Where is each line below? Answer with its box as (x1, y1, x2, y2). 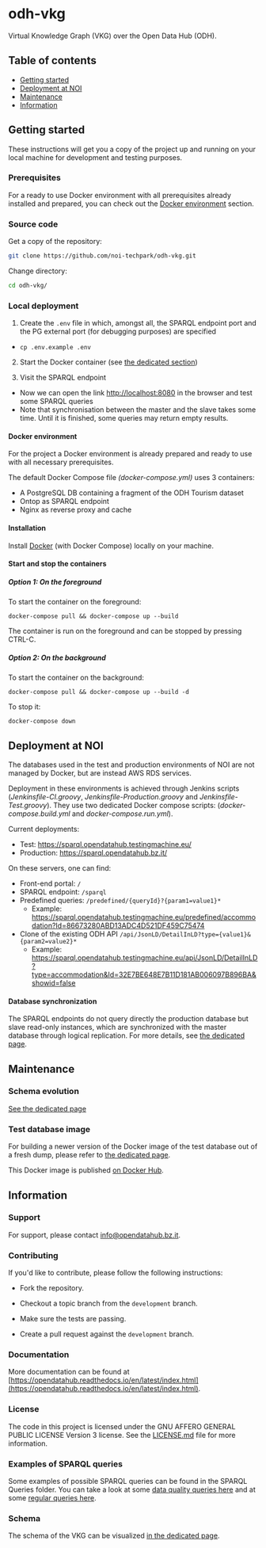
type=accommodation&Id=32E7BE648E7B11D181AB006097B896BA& (31, 970, 257, 979)
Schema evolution (8, 1086, 79, 1097)
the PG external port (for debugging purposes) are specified (19, 326, 216, 337)
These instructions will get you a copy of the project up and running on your (8, 144, 256, 154)
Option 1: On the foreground (8, 577, 102, 586)
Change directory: (8, 266, 67, 276)
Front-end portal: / (19, 879, 82, 888)
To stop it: (8, 702, 41, 711)
